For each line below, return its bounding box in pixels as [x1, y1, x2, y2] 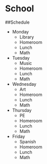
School [5, 3, 34, 14]
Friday [12, 133, 25, 139]
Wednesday [12, 81, 37, 87]
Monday [12, 29, 29, 34]
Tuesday [12, 55, 30, 61]
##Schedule [5, 19, 30, 25]
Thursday [12, 107, 32, 113]
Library [19, 34, 34, 40]
